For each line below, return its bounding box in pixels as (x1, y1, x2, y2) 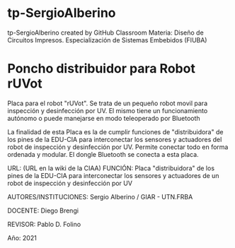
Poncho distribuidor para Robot (7, 61, 196, 77)
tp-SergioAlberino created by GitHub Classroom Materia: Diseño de (7, 28, 204, 37)
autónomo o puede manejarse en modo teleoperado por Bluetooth (7, 114, 200, 122)
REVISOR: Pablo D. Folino (7, 220, 81, 228)
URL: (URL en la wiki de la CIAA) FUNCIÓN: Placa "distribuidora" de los (7, 164, 214, 172)
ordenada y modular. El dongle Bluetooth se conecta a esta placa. (7, 150, 200, 158)
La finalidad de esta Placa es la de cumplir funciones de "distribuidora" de (7, 127, 224, 136)
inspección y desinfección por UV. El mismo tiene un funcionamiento (7, 106, 208, 114)
